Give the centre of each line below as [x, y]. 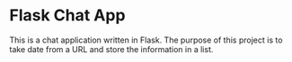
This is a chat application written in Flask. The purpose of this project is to [146, 40]
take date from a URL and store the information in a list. [111, 49]
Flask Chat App [67, 15]
